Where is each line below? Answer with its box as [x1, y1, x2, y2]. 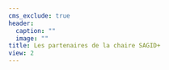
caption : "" [15, 27, 57, 35]
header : [8, 19, 35, 27]
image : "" [15, 34, 49, 43]
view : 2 [8, 49, 35, 57]
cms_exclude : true [8, 11, 70, 20]
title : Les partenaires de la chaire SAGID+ [8, 42, 161, 50]
